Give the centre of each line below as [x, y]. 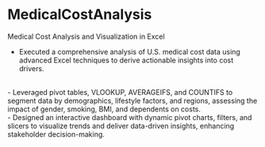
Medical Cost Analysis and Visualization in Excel [86, 36]
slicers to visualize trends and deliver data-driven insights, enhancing [121, 126]
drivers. [31, 68]
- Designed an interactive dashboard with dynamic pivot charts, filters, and [130, 117]
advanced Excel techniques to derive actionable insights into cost [126, 60]
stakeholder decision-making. [56, 134]
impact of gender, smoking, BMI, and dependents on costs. [104, 109]
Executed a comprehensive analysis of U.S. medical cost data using [130, 51]
